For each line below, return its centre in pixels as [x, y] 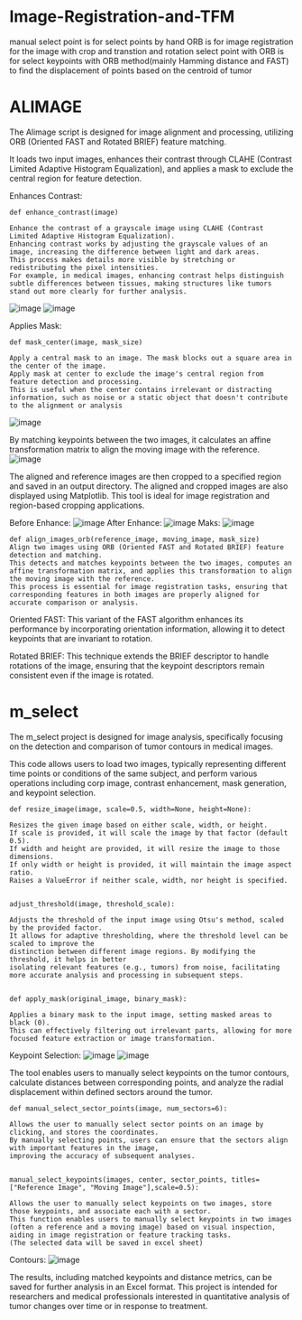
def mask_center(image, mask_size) [76, 342]
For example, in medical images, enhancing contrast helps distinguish [146, 276]
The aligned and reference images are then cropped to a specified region [146, 476]
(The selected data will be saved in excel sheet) [106, 1243]
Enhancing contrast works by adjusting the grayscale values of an [139, 244]
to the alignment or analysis [66, 405]
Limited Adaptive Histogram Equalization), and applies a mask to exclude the [151, 168]
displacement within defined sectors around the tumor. [111, 1091]
